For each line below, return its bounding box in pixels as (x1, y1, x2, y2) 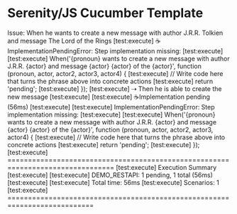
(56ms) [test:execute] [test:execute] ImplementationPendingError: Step (7, 102, 215, 111)
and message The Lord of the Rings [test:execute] (7, 36, 154, 45)
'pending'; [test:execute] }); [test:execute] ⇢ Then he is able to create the (7, 84, 222, 93)
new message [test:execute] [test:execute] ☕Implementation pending (7, 92, 211, 101)
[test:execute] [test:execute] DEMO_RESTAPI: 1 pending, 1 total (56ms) (7, 171, 213, 179)
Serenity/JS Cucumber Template (7, 5, 204, 21)
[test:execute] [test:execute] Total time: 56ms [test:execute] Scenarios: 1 (7, 178, 220, 186)
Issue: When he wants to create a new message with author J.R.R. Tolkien (7, 28, 224, 37)
